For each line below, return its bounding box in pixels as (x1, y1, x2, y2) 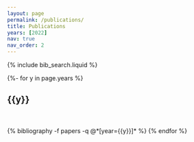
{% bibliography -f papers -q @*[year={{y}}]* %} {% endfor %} (7, 126, 188, 134)
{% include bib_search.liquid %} (7, 61, 98, 69)
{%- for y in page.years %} (7, 74, 84, 82)
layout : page (7, 10, 45, 17)
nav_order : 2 (7, 42, 45, 49)
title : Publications (7, 23, 66, 29)
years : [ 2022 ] (7, 29, 48, 36)
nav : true (7, 36, 36, 43)
